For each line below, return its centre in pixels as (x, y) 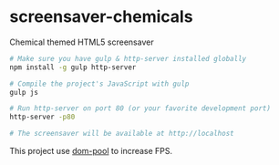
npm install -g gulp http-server (73, 67)
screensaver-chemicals (101, 17)
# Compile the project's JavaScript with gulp (99, 84)
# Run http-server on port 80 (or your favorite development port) (140, 108)
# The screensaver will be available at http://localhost (122, 134)
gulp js (24, 92)
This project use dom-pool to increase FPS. (91, 151)
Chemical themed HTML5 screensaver (82, 42)
